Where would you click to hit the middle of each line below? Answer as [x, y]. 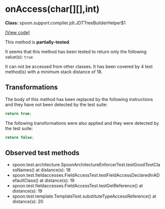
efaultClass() [25, 181]
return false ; [20, 137]
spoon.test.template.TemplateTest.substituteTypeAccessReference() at [84, 196]
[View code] [18, 32]
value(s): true [19, 57]
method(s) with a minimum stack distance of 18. [54, 72]
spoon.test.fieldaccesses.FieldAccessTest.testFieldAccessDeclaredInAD [86, 175]
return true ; [19, 113]
